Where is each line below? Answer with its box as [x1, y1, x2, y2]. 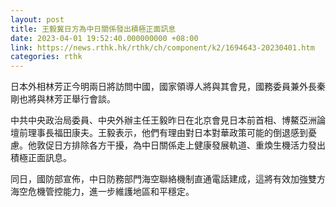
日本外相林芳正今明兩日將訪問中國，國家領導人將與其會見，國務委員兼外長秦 [10, 81, 326, 93]
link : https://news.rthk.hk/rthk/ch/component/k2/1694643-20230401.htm [10, 42, 315, 53]
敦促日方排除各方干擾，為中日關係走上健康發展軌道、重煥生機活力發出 [36, 139, 326, 151]
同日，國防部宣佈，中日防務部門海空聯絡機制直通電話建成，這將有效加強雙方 [10, 173, 326, 185]
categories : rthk [10, 52, 83, 62]
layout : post [10, 14, 65, 25]
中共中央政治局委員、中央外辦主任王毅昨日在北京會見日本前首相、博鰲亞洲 [10, 114, 317, 126]
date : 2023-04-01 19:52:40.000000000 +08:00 [10, 33, 199, 43]
